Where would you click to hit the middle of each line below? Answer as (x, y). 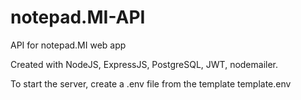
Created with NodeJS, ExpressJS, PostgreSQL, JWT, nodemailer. (144, 64)
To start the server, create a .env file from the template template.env (151, 83)
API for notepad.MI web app (68, 45)
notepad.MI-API (78, 17)
